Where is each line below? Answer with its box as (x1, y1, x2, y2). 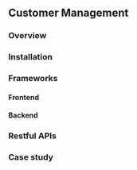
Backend (8, 110, 38, 120)
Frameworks (8, 73, 58, 84)
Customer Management (8, 6, 129, 20)
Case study (8, 152, 54, 163)
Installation (8, 52, 53, 63)
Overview (8, 30, 47, 41)
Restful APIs (8, 130, 57, 141)
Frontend (8, 92, 40, 102)
